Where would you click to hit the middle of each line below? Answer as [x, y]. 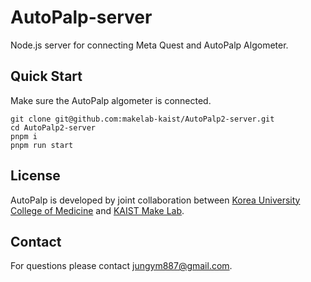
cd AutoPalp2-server [53, 127]
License [35, 176]
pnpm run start [42, 145]
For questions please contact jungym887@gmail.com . [121, 266]
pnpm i [24, 136]
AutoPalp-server [81, 17]
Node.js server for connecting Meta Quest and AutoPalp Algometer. [149, 45]
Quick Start [46, 76]
